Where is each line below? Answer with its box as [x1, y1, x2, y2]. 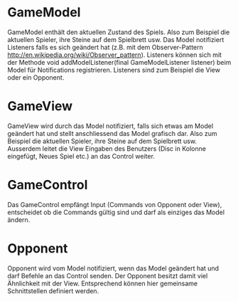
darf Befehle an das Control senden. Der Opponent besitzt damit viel [7, 271, 208, 280]
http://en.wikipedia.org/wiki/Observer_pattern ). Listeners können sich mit [7, 51, 222, 59]
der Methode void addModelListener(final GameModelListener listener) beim [7, 58, 232, 66]
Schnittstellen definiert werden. [7, 286, 99, 295]
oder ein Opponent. [7, 73, 65, 82]
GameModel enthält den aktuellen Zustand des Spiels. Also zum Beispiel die [7, 28, 230, 36]
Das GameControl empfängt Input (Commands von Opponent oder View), [7, 200, 222, 208]
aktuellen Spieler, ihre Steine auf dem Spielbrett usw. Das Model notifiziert [7, 35, 225, 43]
